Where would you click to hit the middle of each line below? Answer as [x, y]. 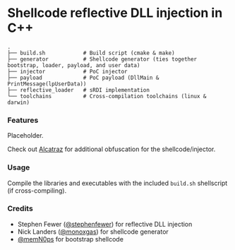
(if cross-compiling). [37, 190]
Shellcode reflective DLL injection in [115, 13]
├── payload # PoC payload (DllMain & [83, 78]
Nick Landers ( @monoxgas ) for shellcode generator [93, 232]
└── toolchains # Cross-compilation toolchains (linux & [107, 96]
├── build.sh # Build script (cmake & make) [91, 53]
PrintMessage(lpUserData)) [47, 84]
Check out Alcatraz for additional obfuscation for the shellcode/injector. [112, 149]
